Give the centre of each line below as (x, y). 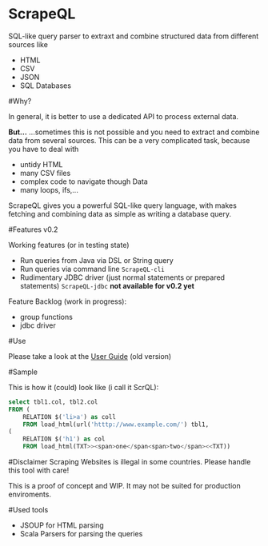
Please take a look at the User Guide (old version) (90, 356)
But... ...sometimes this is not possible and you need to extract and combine (134, 132)
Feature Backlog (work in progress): (68, 301)
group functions (46, 317)
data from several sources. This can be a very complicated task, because (129, 140)
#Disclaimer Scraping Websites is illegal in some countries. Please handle (130, 462)
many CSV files (45, 173)
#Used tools (28, 510)
